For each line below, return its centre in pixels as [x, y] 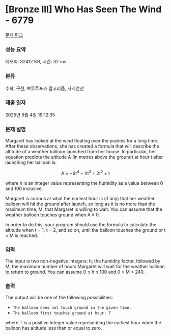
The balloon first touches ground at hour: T [62, 313]
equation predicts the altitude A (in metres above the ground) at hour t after [84, 157]
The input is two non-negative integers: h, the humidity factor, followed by [83, 261]
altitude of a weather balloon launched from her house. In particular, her [81, 152]
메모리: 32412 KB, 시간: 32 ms [36, 62]
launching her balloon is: [31, 162]
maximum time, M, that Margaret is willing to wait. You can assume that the [84, 209]
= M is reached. [22, 235]
